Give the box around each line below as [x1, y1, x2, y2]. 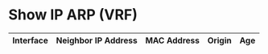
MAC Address [145, 35, 200, 46]
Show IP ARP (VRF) [8, 6, 138, 24]
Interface [12, 35, 48, 46]
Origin [207, 35, 232, 46]
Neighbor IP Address [56, 35, 138, 46]
